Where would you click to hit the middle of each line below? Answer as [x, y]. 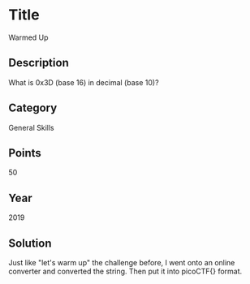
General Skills [31, 127]
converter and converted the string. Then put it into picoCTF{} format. [125, 271]
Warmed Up [28, 37]
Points [25, 153]
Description [39, 63]
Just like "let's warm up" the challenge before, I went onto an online [122, 262]
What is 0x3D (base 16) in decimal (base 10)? [84, 82]
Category [33, 108]
